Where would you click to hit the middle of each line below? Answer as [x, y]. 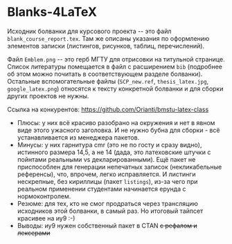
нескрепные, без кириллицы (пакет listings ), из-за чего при [107, 181]
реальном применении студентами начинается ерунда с [101, 189]
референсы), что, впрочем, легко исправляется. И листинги [106, 174]
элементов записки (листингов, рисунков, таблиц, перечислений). [106, 46]
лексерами [34, 233]
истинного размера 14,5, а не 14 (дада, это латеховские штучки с [114, 152]
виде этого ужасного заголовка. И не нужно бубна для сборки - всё [118, 130]
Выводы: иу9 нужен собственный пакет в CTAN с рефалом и [107, 225]
